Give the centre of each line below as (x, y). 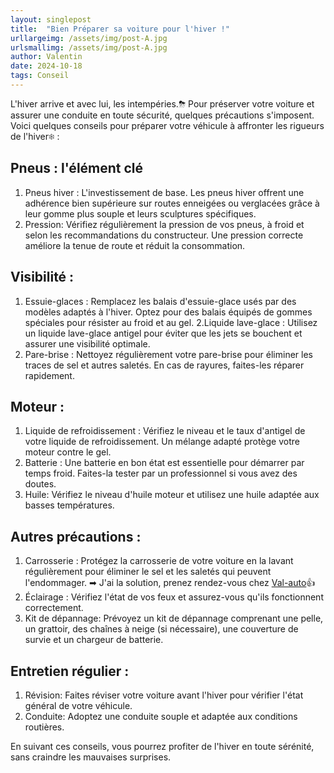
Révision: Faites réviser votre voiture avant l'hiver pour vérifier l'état (164, 695)
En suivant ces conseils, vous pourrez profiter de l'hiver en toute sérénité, (162, 746)
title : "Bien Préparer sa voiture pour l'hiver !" (120, 29)
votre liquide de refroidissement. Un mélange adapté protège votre (162, 442)
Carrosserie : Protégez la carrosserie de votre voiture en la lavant (159, 561)
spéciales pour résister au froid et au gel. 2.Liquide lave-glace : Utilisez (171, 322)
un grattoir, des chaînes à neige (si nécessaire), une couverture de (161, 629)
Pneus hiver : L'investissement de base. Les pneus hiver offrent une (164, 192)
